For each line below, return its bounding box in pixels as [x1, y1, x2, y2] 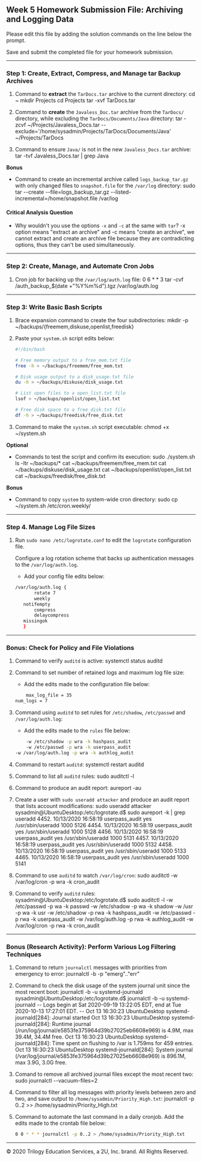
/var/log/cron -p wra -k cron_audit [14, 878, 100, 885]
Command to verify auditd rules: [14, 889, 96, 897]
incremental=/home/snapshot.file [14, 195, 98, 202]
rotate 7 [34, 590, 56, 596]
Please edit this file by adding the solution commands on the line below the [6, 30, 192, 37]
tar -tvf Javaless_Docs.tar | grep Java [14, 152, 109, 159]
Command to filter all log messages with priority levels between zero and [14, 1089, 197, 1096]
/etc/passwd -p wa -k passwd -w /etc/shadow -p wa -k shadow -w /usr [14, 902, 194, 910]
